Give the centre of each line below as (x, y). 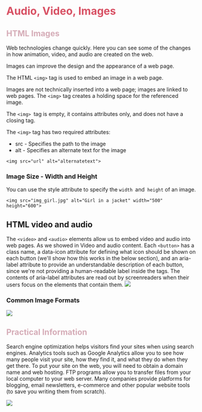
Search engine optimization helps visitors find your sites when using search (100, 347)
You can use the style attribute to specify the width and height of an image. (101, 190)
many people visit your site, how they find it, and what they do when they (97, 359)
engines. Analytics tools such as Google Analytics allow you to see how (95, 353)
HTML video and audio (49, 224)
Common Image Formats (43, 300)
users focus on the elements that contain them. (65, 285)
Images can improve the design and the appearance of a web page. (90, 66)
